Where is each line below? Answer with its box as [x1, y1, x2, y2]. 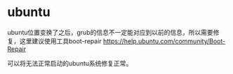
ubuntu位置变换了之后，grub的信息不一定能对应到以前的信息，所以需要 [7, 28, 213, 36]
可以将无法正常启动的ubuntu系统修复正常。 [7, 59, 133, 67]
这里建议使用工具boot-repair [19, 36, 102, 45]
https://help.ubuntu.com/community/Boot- [102, 36, 226, 45]
